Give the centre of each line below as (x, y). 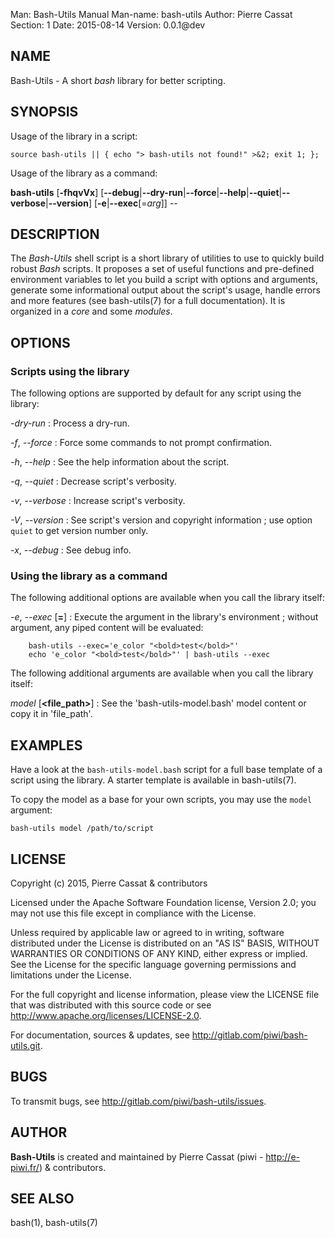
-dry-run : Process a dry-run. (70, 423)
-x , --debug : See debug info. (71, 550)
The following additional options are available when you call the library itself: (168, 598)
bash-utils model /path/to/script (82, 829)
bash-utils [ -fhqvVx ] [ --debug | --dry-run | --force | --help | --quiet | (146, 192)
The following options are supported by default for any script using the (156, 393)
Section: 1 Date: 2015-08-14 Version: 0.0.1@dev (108, 25)
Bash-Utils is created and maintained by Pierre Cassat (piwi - (137, 1156)
